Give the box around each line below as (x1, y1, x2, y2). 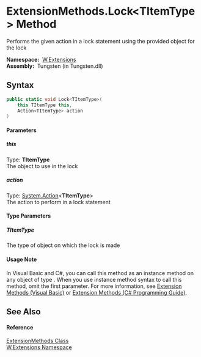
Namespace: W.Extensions (6, 56, 76, 63)
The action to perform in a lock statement (6, 198, 111, 205)
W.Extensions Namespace (6, 344, 72, 351)
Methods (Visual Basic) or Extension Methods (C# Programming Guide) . (6, 289, 188, 296)
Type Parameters (6, 212, 51, 219)
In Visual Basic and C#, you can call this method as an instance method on (6, 269, 194, 276)
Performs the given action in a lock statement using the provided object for (6, 37, 196, 45)
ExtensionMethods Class (6, 337, 69, 345)
